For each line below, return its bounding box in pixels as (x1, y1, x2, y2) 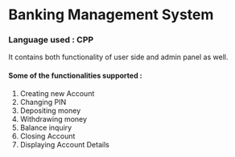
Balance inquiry (19, 123, 72, 132)
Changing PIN (19, 97, 67, 107)
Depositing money (19, 106, 81, 115)
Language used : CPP (8, 34, 94, 46)
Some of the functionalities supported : (8, 70, 142, 81)
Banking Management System (8, 6, 214, 24)
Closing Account (19, 131, 76, 141)
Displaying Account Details (19, 139, 110, 149)
